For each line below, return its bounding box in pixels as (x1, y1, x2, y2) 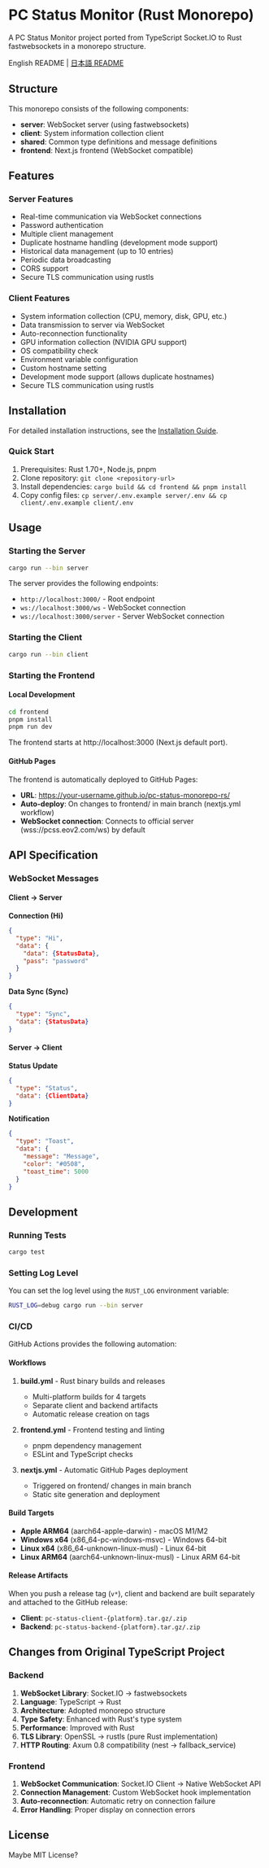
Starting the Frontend (8, 670, 95, 681)
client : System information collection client (20, 128, 164, 137)
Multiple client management (20, 229, 114, 239)
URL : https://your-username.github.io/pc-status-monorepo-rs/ (20, 790, 230, 800)
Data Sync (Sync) (8, 987, 69, 997)
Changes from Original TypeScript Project (8, 1645, 225, 1659)
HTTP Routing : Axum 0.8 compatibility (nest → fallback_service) (20, 1739, 236, 1750)
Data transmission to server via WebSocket (20, 320, 165, 330)
